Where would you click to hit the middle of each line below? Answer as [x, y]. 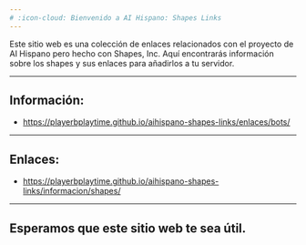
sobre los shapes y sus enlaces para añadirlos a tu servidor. [122, 63]
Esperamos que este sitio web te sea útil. [128, 228]
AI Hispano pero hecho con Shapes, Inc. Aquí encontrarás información [142, 53]
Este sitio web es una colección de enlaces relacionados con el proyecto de [152, 44]
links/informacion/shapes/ [71, 191]
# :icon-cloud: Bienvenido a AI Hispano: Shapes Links [116, 18]
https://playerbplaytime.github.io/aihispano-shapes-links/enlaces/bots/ [156, 122]
